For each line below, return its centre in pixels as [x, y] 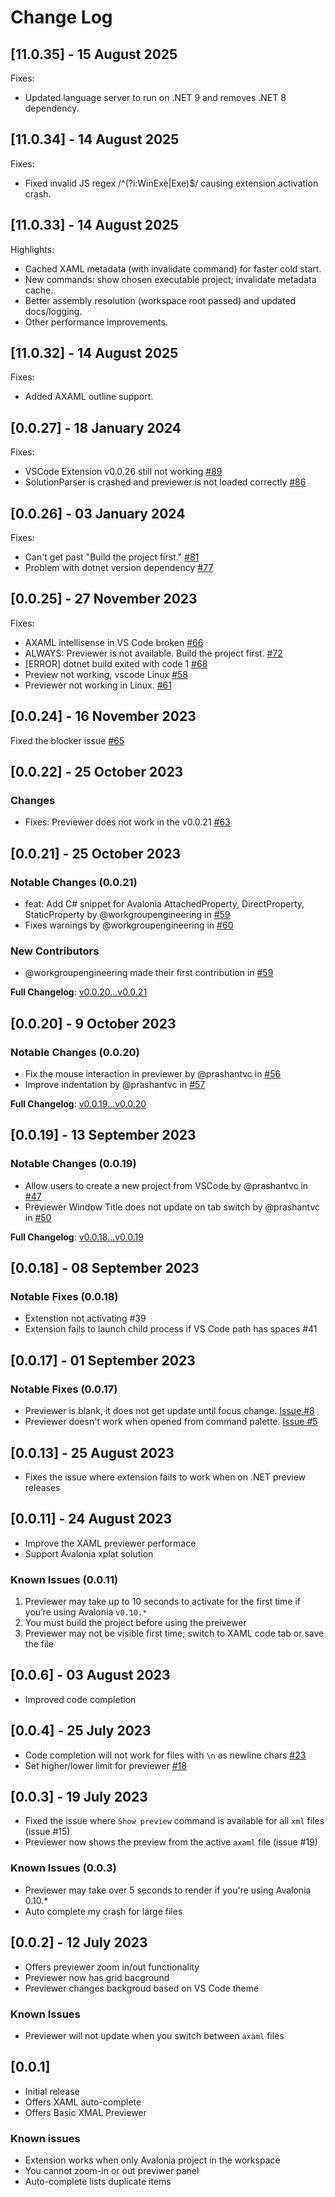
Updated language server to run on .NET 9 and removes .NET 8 [155, 97]
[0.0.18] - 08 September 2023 [105, 1268]
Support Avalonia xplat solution [89, 1553]
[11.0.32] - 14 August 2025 [94, 353]
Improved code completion [80, 1699]
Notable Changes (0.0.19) [73, 1164]
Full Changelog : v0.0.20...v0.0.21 [79, 992]
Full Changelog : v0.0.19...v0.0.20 [78, 1104]
